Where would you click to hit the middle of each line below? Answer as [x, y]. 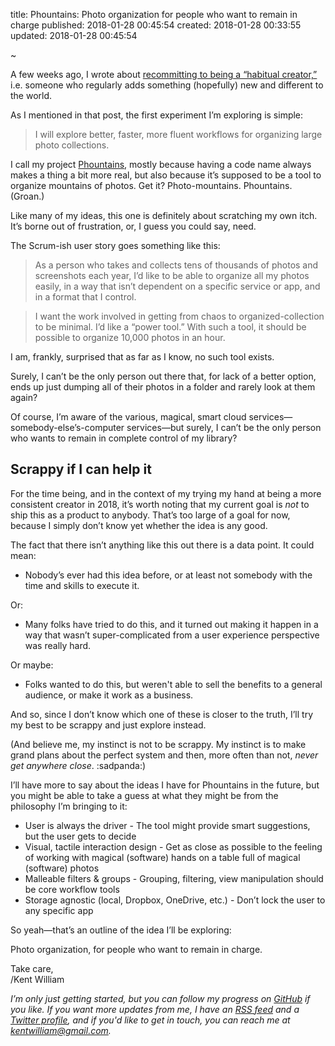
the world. [31, 95]
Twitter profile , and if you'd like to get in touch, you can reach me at [150, 1020]
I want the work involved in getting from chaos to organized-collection [179, 316]
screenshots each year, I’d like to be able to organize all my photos [172, 275]
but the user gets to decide [80, 836]
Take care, [32, 968]
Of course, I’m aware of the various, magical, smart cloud [128, 417]
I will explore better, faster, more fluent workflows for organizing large [178, 134]
